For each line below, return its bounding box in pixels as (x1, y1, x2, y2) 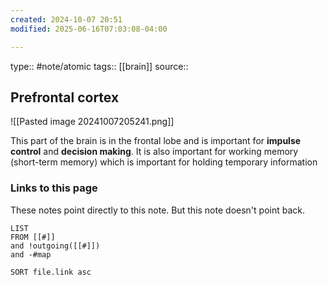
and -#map (10, 249, 52, 260)
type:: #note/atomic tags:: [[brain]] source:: (10, 60, 189, 72)
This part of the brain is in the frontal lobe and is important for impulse (10, 135, 302, 147)
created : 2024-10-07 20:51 (10, 14, 123, 25)
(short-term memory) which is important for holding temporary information (10, 156, 318, 168)
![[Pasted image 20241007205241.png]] (10, 116, 175, 128)
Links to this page (10, 181, 98, 195)
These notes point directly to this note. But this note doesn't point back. (10, 204, 305, 216)
